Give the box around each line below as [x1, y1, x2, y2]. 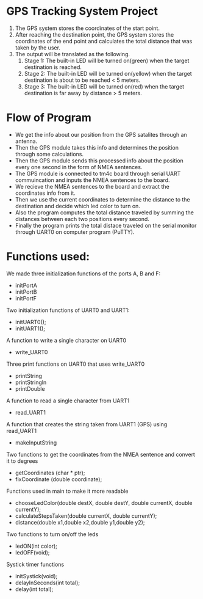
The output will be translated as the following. [15, 50, 130, 57]
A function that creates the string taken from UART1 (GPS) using [6, 420, 168, 428]
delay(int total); [15, 585, 54, 593]
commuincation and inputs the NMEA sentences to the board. [15, 176, 170, 184]
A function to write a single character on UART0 [6, 336, 127, 344]
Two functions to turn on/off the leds [6, 530, 99, 538]
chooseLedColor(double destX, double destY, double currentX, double [15, 499, 193, 506]
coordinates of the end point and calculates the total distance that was [15, 37, 193, 45]
